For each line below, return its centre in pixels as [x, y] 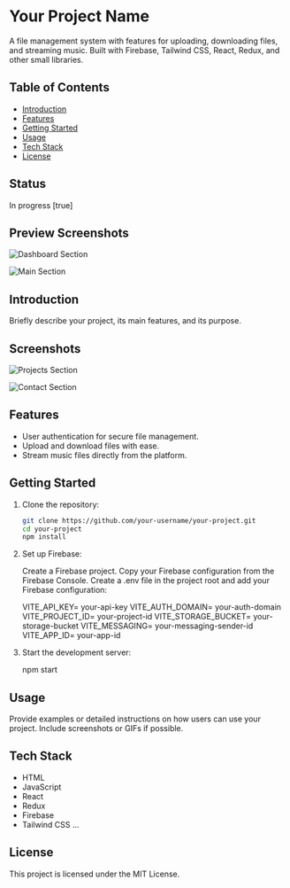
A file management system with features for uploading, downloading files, [144, 41]
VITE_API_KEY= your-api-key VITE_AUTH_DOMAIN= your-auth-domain [151, 607]
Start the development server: [76, 652]
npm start [39, 670]
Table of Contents [60, 87]
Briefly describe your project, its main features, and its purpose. [125, 321]
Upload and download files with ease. [91, 446]
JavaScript [42, 787]
